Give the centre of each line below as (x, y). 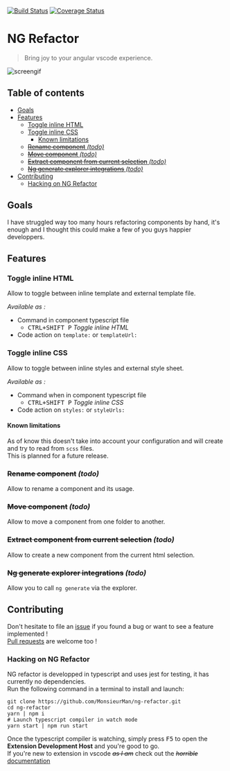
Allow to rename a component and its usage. (71, 489)
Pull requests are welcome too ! (52, 641)
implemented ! (28, 634)
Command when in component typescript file (82, 395)
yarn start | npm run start (48, 726)
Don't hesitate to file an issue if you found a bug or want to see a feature (110, 626)
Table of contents (46, 93)
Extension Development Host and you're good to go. (83, 746)
